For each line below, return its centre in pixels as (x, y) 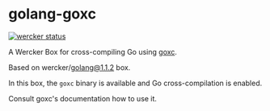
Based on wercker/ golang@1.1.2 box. (70, 67)
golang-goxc (53, 14)
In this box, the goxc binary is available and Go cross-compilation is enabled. (135, 83)
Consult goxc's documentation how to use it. (83, 98)
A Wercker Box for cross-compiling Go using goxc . (93, 51)
